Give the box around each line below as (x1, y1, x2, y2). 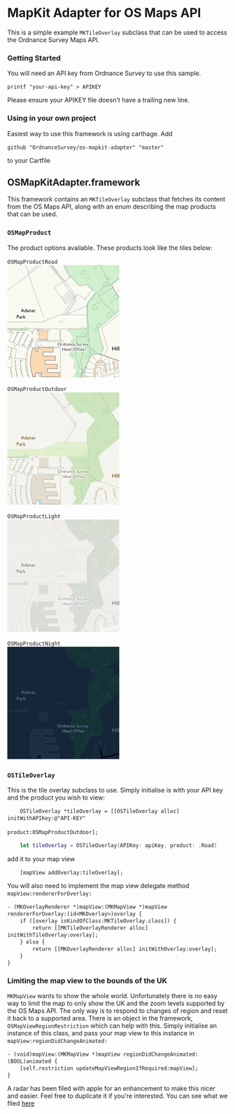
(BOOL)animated (7, 1058, 52, 1065)
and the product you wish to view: (7, 793, 106, 802)
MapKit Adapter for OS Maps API (7, 5, 201, 21)
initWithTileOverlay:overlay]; (7, 931, 99, 939)
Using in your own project (7, 114, 97, 124)
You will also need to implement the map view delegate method (7, 881, 190, 889)
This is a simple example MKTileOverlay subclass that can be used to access (7, 28, 227, 37)
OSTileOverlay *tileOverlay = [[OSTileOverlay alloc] (20, 807, 180, 815)
